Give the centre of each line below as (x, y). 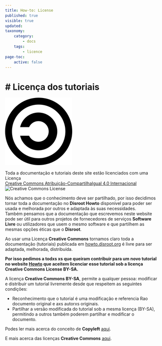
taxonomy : (15, 31)
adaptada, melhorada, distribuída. (39, 249)
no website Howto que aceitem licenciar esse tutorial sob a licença (74, 264)
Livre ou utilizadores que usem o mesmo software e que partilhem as (75, 224)
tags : (20, 47)
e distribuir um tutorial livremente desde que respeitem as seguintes (74, 284)
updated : (14, 26)
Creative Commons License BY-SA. (42, 269)
